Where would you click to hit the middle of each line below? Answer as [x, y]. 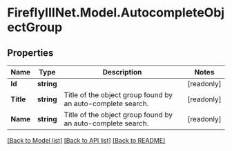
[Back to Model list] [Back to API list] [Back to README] [86, 140]
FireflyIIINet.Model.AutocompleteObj [116, 13]
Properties [30, 53]
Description [122, 72]
